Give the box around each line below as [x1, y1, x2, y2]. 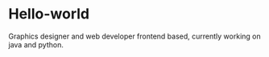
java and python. [8, 39, 64, 49]
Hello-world [8, 5, 90, 23]
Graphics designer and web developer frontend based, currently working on [8, 31, 261, 41]
